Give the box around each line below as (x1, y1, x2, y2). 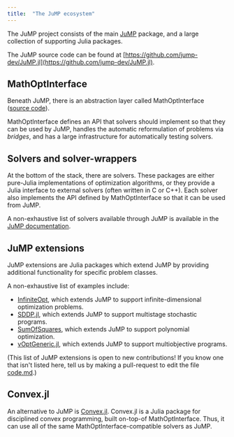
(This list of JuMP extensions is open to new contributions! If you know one (7, 354, 224, 362)
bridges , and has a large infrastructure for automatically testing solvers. (7, 132, 213, 141)
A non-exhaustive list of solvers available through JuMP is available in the (7, 215, 219, 223)
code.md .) (7, 368, 37, 377)
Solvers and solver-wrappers (7, 152, 138, 164)
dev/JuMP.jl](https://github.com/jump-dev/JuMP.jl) (7, 57, 154, 66)
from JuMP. (7, 201, 41, 210)
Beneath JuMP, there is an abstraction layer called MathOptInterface (7, 96, 205, 105)
